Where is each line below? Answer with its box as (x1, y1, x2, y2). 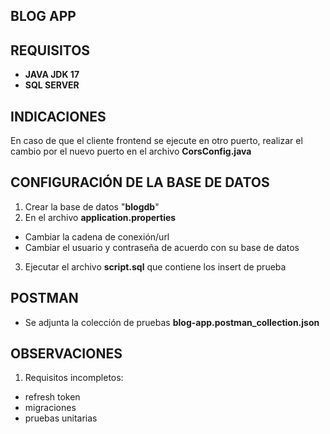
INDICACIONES (10, 108, 107, 125)
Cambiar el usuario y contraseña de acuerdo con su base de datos (24, 241, 300, 253)
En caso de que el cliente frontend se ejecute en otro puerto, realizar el (10, 135, 303, 147)
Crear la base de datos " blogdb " (24, 200, 160, 213)
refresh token (24, 391, 81, 403)
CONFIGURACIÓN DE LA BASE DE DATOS (10, 174, 270, 191)
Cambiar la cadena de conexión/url (24, 230, 170, 243)
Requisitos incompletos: (24, 372, 124, 384)
